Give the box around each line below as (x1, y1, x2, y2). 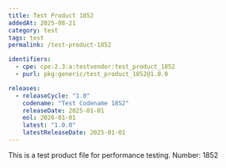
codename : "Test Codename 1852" (22, 99, 129, 107)
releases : (8, 84, 41, 92)
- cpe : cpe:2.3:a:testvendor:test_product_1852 (15, 63, 176, 71)
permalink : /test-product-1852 (8, 41, 112, 49)
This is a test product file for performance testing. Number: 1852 (8, 150, 219, 159)
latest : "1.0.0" (22, 121, 77, 129)
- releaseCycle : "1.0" (15, 92, 90, 100)
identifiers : (8, 55, 52, 63)
